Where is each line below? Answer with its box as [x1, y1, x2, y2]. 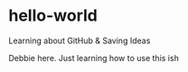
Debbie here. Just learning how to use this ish [8, 52, 180, 63]
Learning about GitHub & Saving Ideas [8, 35, 151, 46]
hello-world [8, 5, 99, 26]
